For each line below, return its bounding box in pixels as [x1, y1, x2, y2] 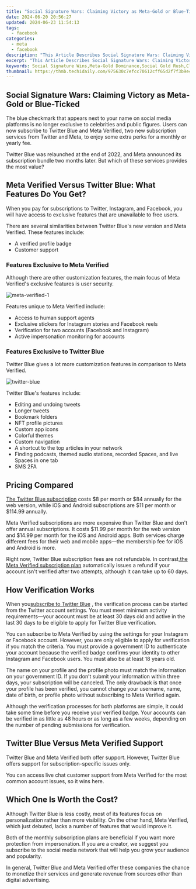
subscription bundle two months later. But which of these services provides [6, 157, 188, 164]
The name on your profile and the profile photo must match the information [6, 667, 187, 674]
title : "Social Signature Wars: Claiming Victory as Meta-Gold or [6, 8, 171, 15]
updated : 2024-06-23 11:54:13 [6, 19, 80, 25]
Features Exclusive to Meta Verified [6, 261, 109, 269]
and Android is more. [6, 545, 57, 552]
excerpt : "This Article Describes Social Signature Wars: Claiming [6, 57, 174, 63]
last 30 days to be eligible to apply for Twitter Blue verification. [6, 619, 156, 626]
